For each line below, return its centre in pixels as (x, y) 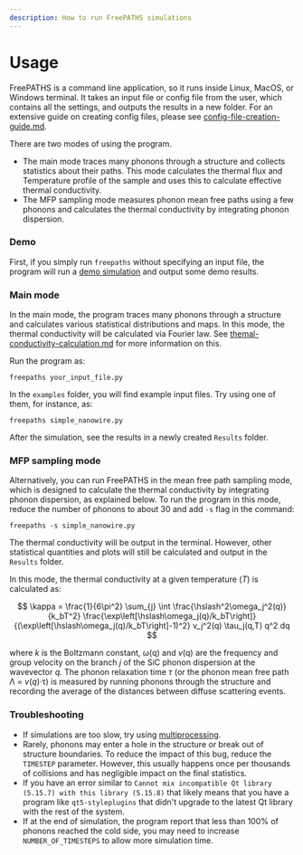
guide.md (27, 126)
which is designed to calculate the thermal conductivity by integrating (139, 490)
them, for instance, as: (51, 404)
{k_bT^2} (64, 616)
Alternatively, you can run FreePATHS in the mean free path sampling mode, (151, 480)
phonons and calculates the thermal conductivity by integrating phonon (156, 209)
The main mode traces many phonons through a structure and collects (154, 161)
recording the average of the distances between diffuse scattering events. (148, 691)
